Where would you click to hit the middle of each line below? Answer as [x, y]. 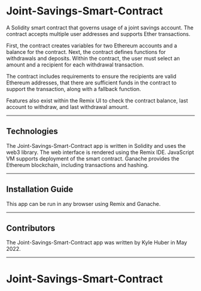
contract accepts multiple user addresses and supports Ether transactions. [98, 34]
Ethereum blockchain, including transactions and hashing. [77, 165]
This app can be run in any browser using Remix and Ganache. [83, 204]
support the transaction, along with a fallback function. [74, 89]
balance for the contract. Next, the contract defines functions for [86, 51]
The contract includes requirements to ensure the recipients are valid [91, 76]
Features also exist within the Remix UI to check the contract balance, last [97, 101]
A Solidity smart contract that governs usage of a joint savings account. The [100, 28]
